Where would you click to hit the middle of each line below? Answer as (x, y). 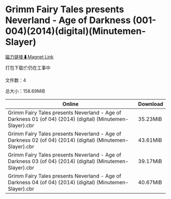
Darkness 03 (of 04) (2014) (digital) (52, 161)
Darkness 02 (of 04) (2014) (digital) (52, 140)
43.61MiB (150, 140)
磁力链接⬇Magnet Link (30, 57)
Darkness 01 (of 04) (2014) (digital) (52, 119)
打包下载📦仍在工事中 (28, 68)
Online (70, 104)
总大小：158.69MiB (25, 91)
